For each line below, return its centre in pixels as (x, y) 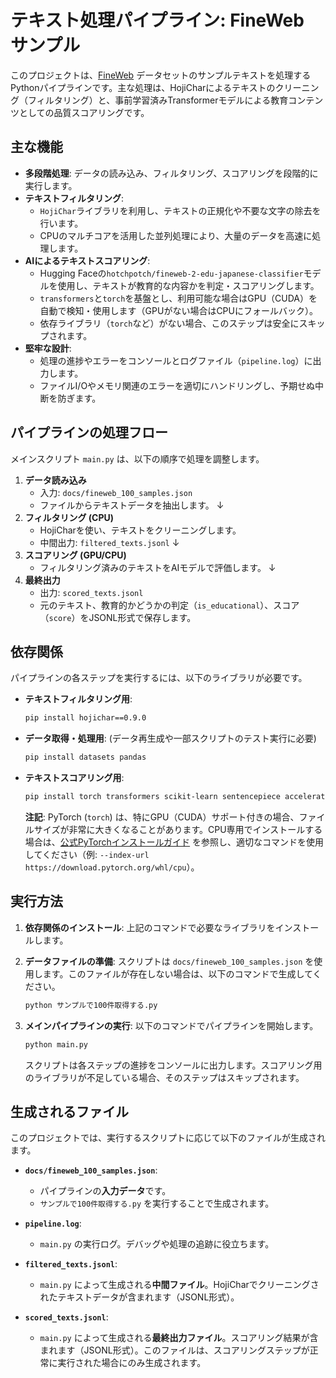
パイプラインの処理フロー (89, 432)
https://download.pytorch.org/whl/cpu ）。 (112, 867)
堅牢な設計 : (48, 348)
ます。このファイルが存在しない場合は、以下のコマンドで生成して (177, 973)
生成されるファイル (69, 1111)
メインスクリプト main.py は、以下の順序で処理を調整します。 (137, 458)
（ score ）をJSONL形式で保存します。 (118, 617)
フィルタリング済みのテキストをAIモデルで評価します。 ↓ (158, 567)
